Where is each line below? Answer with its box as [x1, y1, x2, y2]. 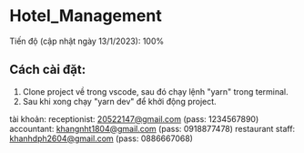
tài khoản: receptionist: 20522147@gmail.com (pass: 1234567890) [9, 113, 259, 124]
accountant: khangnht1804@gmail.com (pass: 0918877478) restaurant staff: [9, 123, 296, 134]
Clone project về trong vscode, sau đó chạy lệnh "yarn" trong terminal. [22, 86, 289, 97]
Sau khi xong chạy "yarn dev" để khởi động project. [22, 96, 217, 107]
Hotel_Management [9, 5, 162, 26]
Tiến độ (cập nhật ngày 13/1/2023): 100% [9, 36, 165, 46]
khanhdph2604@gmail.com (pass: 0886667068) [9, 133, 194, 144]
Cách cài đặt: [9, 62, 86, 77]
